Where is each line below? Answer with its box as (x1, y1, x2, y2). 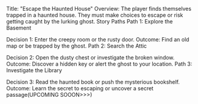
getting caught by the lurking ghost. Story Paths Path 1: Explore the (6, 18, 173, 25)
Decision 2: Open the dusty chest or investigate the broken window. (6, 54, 175, 61)
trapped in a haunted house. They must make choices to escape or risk (6, 11, 184, 19)
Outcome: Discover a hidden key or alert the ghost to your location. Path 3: (6, 60, 193, 67)
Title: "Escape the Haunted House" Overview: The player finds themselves (6, 5, 192, 12)
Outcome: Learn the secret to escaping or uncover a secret (6, 85, 154, 92)
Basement (6, 24, 31, 31)
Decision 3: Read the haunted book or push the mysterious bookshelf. (6, 78, 180, 85)
